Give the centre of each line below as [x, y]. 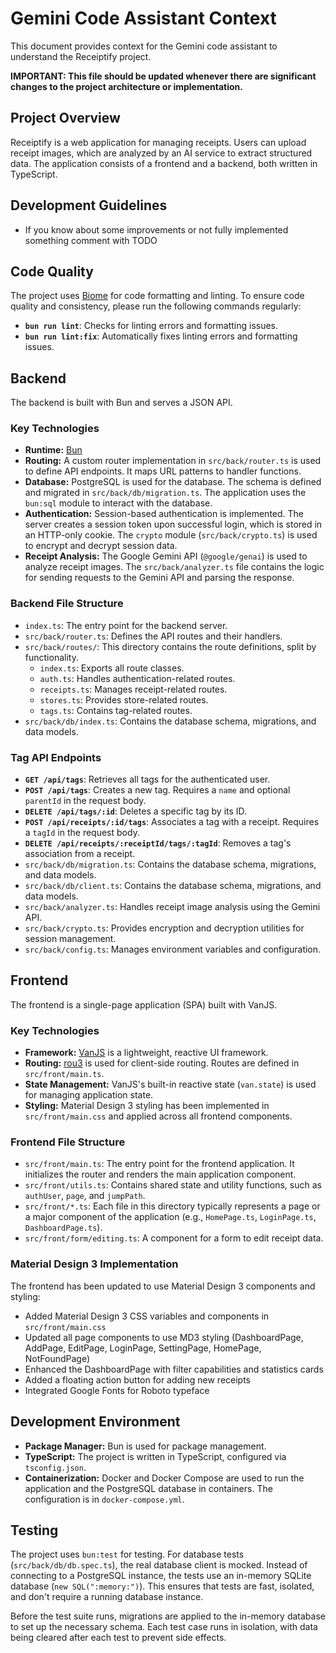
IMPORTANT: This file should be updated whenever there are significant [163, 76]
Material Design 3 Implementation [94, 1264]
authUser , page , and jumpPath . [85, 1196]
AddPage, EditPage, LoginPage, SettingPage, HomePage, [143, 1348]
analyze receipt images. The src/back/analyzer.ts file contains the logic [174, 567]
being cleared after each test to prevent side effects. [118, 1638]
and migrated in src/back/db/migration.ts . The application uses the [165, 493]
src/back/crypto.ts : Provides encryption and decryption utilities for [164, 928]
